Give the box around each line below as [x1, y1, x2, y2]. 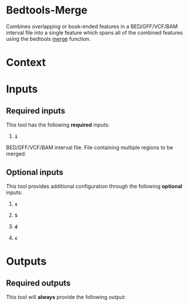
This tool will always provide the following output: [6, 293, 126, 300]
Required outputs [6, 278, 71, 288]
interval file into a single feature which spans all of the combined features [6, 29, 183, 36]
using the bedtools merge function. [6, 35, 91, 42]
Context [6, 56, 46, 69]
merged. [6, 150, 26, 157]
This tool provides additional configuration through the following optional [6, 183, 183, 190]
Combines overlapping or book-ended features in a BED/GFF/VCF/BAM [6, 23, 178, 30]
